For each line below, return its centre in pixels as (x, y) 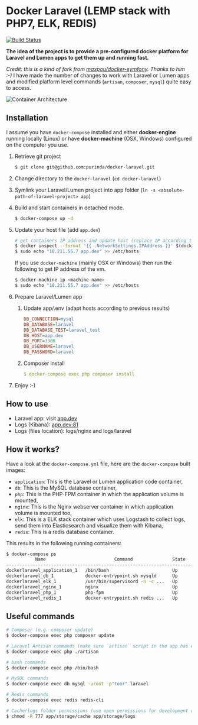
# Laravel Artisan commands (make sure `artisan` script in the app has (97, 646)
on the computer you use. (37, 145)
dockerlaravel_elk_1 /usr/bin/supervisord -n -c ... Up (92, 581)
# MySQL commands (27, 678)
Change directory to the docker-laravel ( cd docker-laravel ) (88, 178)
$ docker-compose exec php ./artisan (52, 652)
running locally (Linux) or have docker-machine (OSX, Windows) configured (99, 138)
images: (16, 470)
